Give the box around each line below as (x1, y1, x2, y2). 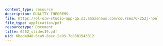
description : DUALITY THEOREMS (5, 11, 68, 16)
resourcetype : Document (5, 25, 53, 30)
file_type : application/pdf (5, 20, 62, 25)
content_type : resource (5, 7, 53, 12)
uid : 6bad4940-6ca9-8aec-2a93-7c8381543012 (5, 34, 95, 39)
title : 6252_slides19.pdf (5, 29, 57, 34)
